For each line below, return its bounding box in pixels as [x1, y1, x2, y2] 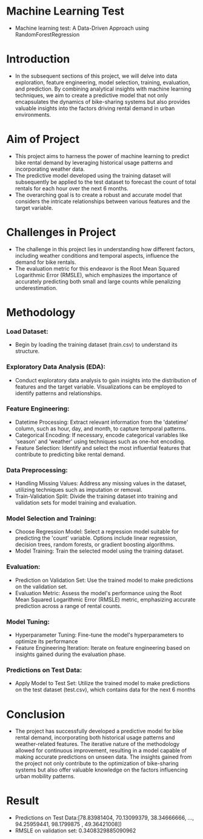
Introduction [6, 52, 70, 66]
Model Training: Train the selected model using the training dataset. [15, 547, 184, 554]
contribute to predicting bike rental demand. [15, 451, 125, 458]
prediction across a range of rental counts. [15, 602, 122, 609]
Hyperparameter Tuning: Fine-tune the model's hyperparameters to [15, 631, 184, 639]
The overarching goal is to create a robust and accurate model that [15, 191, 182, 198]
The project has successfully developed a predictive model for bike [15, 728, 184, 735]
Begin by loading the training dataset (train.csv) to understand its [15, 341, 178, 348]
